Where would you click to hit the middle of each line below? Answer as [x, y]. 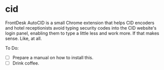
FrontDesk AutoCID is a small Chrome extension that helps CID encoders [80, 23]
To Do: [12, 48]
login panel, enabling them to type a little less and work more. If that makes [82, 33]
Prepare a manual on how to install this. [53, 57]
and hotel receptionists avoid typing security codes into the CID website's [81, 28]
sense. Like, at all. [24, 38]
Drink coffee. [26, 63]
